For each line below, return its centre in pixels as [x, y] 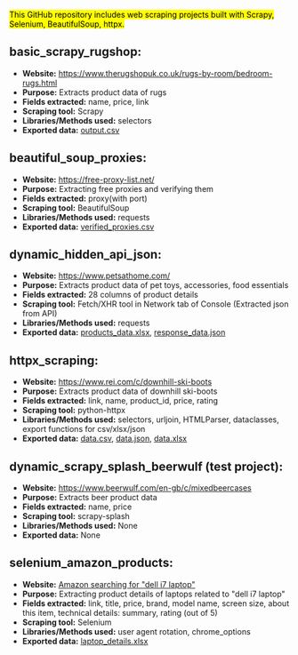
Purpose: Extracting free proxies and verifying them [117, 188]
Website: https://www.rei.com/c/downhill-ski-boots [117, 382]
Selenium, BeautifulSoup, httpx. [67, 24]
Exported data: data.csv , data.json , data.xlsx [105, 439]
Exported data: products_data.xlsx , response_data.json [124, 332]
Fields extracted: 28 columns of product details [110, 295]
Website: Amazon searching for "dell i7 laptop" [109, 584]
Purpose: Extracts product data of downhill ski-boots [120, 391]
